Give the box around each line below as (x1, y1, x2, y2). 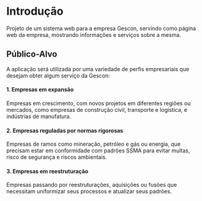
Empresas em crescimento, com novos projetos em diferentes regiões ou (6, 100, 191, 107)
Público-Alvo (6, 49, 58, 60)
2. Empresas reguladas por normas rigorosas (6, 127, 124, 134)
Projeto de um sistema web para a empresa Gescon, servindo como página (6, 25, 196, 32)
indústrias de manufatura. (6, 112, 72, 120)
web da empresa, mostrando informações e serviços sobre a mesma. (6, 31, 182, 38)
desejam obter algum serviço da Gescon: (6, 72, 110, 79)
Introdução (6, 4, 64, 18)
